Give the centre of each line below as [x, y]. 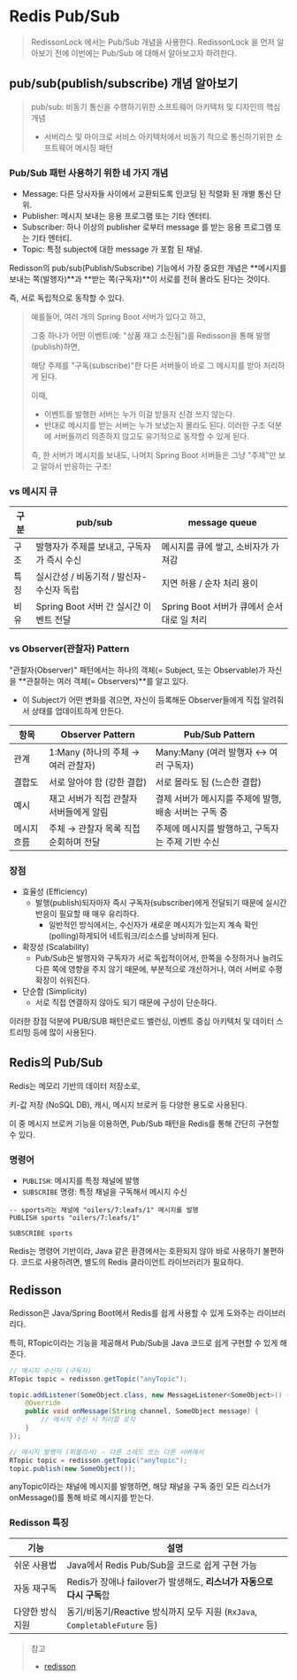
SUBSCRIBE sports [41, 1233]
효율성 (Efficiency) [55, 891]
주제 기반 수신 [193, 842]
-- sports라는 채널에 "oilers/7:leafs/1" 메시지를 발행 [104, 1210]
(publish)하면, [55, 346]
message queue [223, 523]
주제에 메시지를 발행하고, [204, 828]
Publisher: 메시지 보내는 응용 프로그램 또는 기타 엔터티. [117, 216]
